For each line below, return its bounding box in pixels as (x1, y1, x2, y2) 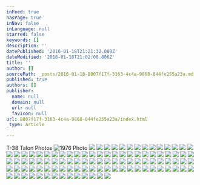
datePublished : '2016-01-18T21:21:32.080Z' (6, 49, 118, 55)
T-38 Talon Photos (6, 144, 53, 152)
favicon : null (12, 110, 47, 116)
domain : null (12, 99, 45, 105)
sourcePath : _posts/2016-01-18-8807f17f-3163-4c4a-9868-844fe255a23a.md (6, 71, 194, 77)
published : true (6, 76, 47, 82)
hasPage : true (6, 15, 42, 21)
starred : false (6, 32, 45, 38)
